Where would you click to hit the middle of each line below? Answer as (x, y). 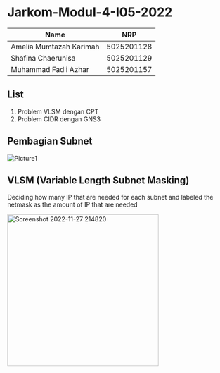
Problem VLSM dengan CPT (58, 111)
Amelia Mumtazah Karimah (55, 47)
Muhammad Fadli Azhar (50, 69)
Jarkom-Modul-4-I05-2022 (90, 12)
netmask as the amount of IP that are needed (73, 204)
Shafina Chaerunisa (43, 58)
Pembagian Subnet (50, 141)
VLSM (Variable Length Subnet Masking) (98, 180)
